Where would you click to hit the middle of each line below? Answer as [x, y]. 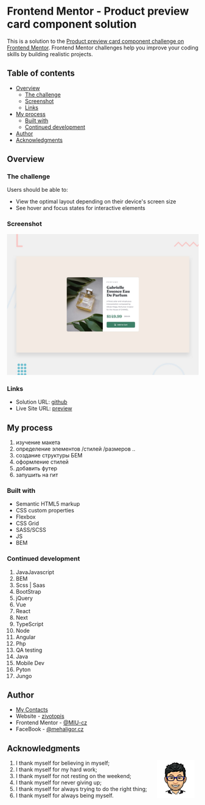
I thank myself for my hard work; [57, 770]
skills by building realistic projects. [50, 54]
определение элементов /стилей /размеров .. [75, 449]
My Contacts [32, 710]
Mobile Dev [30, 663]
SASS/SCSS [31, 530]
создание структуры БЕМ [49, 455]
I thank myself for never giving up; [59, 782]
